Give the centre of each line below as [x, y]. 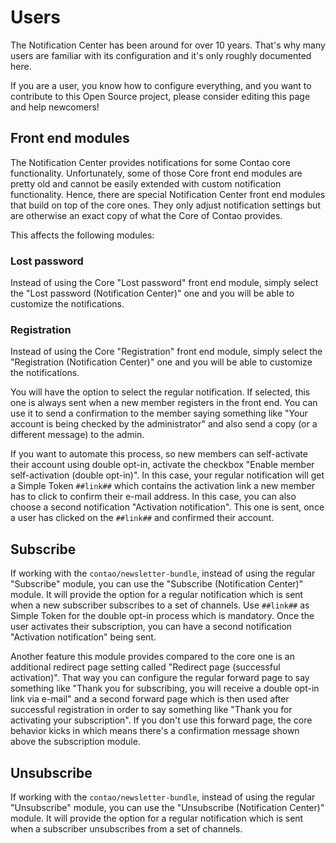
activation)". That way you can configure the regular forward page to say [160, 678]
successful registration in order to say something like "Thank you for [151, 710]
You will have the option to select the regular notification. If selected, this [160, 392]
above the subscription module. [75, 742]
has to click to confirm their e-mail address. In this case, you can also [153, 497]
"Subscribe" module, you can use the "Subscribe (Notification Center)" [157, 584]
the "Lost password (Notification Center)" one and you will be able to [152, 293]
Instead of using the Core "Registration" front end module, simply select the [166, 352]
